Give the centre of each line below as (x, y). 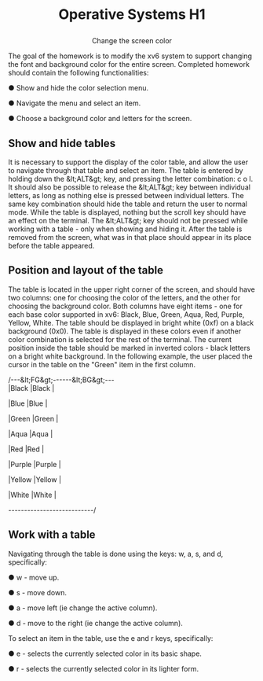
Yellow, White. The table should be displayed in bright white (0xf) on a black (131, 322)
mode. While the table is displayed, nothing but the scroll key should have (127, 212)
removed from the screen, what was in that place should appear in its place (130, 237)
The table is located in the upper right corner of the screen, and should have (131, 289)
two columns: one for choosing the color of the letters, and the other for (124, 297)
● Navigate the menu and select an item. (75, 103)
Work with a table (52, 535)
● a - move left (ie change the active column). (83, 608)
